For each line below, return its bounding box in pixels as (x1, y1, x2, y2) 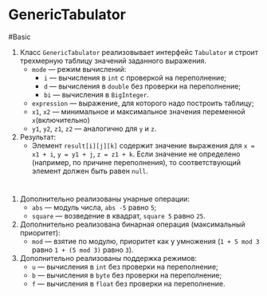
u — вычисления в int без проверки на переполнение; (31, 262, 219, 272)
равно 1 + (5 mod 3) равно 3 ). (31, 245, 134, 255)
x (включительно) (31, 115, 90, 124)
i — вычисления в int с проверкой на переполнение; (43, 73, 227, 82)
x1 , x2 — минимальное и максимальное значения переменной (31, 106, 245, 116)
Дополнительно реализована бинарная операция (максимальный (19, 219, 245, 229)
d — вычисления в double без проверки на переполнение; (43, 81, 241, 91)
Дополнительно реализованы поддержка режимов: (19, 254, 198, 263)
